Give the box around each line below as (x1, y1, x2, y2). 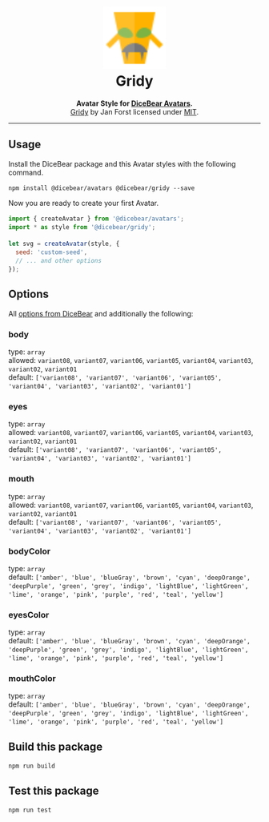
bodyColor (8, 546, 50, 557)
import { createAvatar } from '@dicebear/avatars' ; (8, 215, 184, 223)
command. (8, 167, 44, 177)
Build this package (8, 739, 102, 753)
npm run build (8, 762, 56, 771)
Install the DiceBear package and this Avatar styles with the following (8, 159, 236, 168)
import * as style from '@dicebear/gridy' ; (8, 223, 156, 231)
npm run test (8, 806, 52, 815)
